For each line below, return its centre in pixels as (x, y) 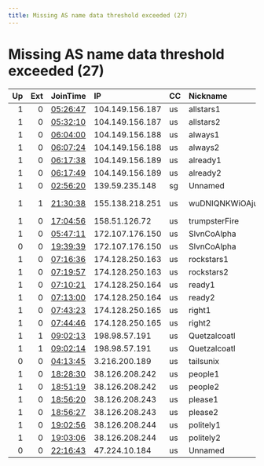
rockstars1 (209, 259)
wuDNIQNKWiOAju (223, 203)
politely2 (205, 438)
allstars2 (204, 122)
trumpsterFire (214, 220)
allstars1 (204, 109)
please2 (203, 412)
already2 (205, 173)
